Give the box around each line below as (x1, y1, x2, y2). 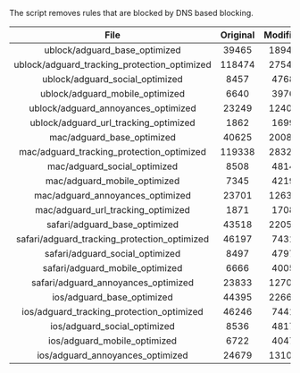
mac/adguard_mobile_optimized (45, 174, 180, 187)
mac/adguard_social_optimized (47, 160, 179, 173)
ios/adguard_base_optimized (52, 291, 173, 303)
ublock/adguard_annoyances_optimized (29, 102, 196, 114)
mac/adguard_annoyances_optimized (34, 190, 192, 201)
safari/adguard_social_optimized (44, 248, 181, 259)
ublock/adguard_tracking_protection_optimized (13, 58, 212, 71)
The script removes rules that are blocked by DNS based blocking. (9, 8, 254, 18)
